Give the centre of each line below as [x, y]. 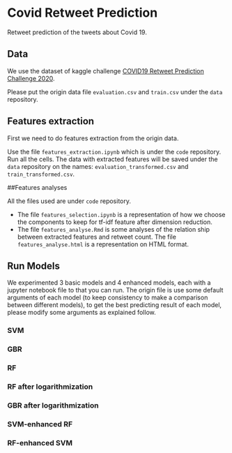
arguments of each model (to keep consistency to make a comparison [108, 297]
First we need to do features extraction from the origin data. [93, 138]
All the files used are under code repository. [69, 201]
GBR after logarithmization [53, 405]
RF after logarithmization [50, 387]
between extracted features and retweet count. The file [96, 237]
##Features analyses [37, 187]
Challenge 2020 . [31, 78]
